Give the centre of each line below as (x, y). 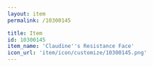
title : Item (25, 33)
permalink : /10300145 (39, 20)
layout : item (27, 14)
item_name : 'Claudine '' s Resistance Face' (71, 47)
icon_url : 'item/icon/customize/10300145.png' (77, 53)
